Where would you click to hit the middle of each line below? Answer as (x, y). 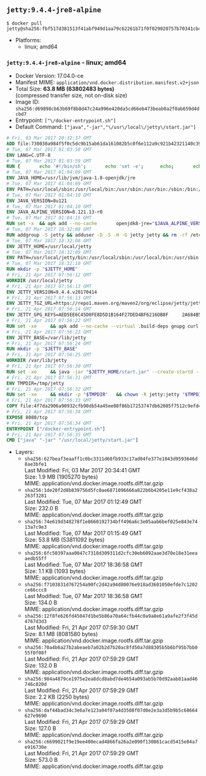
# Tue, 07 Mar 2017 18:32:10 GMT (49, 264)
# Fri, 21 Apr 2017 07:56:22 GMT (49, 321)
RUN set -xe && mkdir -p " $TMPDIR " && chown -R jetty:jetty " (96, 395)
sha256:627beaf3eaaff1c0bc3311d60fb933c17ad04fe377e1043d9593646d (111, 459)
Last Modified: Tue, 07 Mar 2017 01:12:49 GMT (83, 502)
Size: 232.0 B (41, 509)
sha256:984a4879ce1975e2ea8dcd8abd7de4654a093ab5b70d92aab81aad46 (111, 679)
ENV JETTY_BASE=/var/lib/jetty (46, 337)
